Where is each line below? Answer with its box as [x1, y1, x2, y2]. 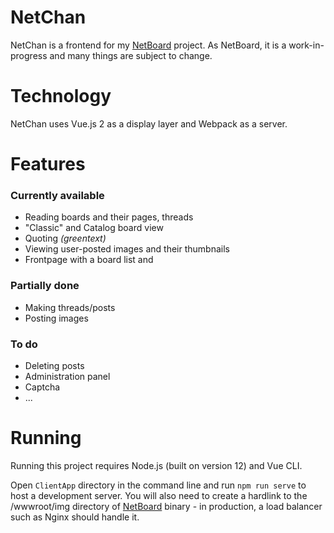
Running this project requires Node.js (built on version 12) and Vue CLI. [10, 459, 303, 471]
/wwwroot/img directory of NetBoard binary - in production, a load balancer [10, 500, 323, 512]
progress [10, 49, 48, 61]
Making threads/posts [24, 301, 116, 313]
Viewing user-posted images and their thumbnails [24, 243, 230, 255]
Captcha [24, 381, 61, 393]
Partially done [10, 279, 80, 293]
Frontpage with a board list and [24, 254, 154, 266]
